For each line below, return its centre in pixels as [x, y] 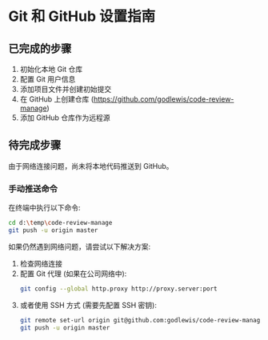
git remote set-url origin [65, 320]
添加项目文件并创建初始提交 [66, 89]
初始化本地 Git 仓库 [51, 69]
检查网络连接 [41, 263]
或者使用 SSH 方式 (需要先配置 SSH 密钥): [88, 305]
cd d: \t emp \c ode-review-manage [60, 223]
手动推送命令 [33, 189]
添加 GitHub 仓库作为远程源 [65, 118]
